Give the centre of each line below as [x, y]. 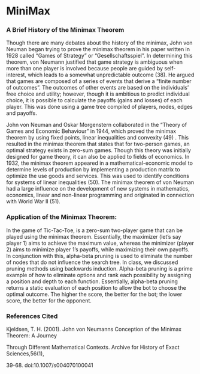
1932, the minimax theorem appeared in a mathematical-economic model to [100, 163]
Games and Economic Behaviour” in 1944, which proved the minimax [91, 131]
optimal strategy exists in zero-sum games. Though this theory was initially [99, 150]
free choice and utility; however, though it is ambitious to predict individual [98, 94]
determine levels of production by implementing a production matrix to [93, 170]
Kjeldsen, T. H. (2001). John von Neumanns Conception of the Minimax [94, 330]
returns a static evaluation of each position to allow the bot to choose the [96, 287]
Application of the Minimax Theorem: [62, 217]
